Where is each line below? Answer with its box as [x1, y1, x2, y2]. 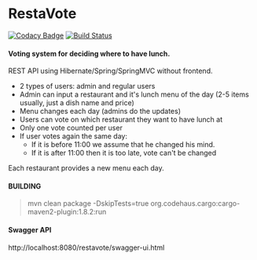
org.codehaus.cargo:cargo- [150, 199, 240, 208]
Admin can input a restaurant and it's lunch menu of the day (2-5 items [19, 90, 249, 99]
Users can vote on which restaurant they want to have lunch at [19, 115, 223, 124]
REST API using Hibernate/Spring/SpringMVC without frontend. [8, 66, 213, 75]
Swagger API [8, 225, 52, 234]
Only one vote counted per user [19, 123, 123, 133]
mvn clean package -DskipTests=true [27, 199, 149, 208]
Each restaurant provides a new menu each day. [8, 163, 165, 173]
